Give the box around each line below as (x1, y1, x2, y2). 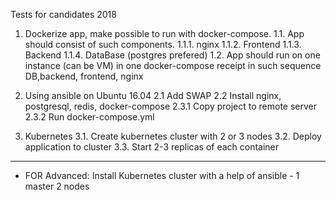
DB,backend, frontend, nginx (24, 70, 144, 82)
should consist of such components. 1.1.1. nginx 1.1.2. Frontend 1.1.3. (24, 39, 302, 50)
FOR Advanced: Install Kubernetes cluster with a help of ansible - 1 (24, 170, 300, 181)
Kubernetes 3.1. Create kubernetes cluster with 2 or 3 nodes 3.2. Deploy (24, 130, 322, 142)
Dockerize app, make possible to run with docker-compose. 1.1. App (24, 28, 305, 39)
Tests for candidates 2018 (10, 9, 117, 20)
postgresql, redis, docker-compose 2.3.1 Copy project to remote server (24, 100, 318, 112)
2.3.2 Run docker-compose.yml (24, 111, 155, 123)
